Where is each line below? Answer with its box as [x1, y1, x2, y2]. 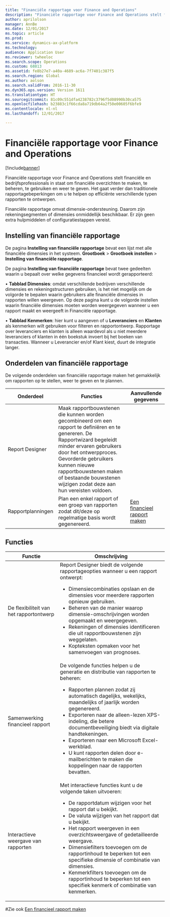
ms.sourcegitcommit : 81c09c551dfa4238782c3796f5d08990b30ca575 [5, 97, 142, 102]
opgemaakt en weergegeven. [68, 617, 138, 624]
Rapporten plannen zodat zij [68, 686, 136, 693]
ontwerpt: [60, 574, 83, 581]
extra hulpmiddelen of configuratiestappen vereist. [5, 216, 111, 223]
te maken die [102, 756, 133, 763]
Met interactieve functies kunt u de [60, 782, 143, 789]
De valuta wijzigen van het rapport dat [68, 812, 159, 819]
